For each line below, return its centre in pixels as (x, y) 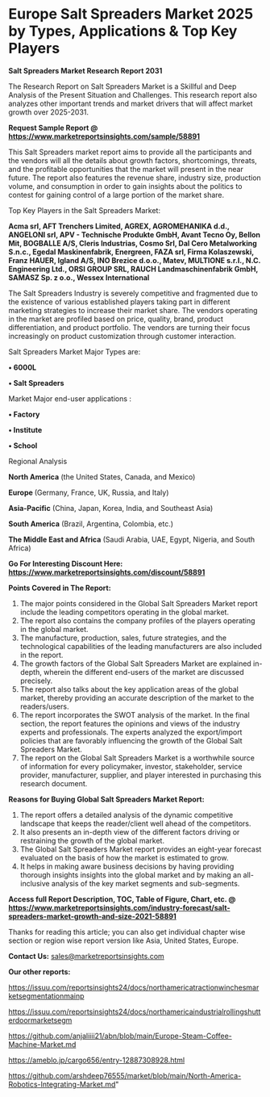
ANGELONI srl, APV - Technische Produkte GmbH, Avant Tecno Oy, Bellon (134, 234)
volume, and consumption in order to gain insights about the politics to (125, 186)
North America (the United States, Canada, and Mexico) (102, 476)
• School (23, 446)
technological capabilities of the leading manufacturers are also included (141, 646)
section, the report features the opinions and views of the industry (130, 723)
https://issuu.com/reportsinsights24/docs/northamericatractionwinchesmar (134, 987)
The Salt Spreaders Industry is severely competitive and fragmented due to (133, 293)
